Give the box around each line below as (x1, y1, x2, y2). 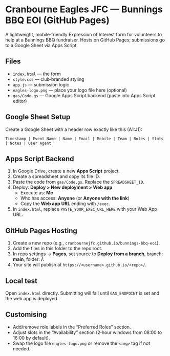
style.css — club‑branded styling (12, 76, 84, 82)
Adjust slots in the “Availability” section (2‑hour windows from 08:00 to (12, 329, 162, 336)
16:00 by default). (12, 335, 50, 341)
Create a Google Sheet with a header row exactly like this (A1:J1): (5, 126, 142, 132)
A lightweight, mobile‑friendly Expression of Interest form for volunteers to (5, 31, 162, 37)
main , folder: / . (12, 256, 45, 262)
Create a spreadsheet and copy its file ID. (12, 173, 100, 180)
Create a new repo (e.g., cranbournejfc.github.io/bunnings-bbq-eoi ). (12, 240, 160, 246)
